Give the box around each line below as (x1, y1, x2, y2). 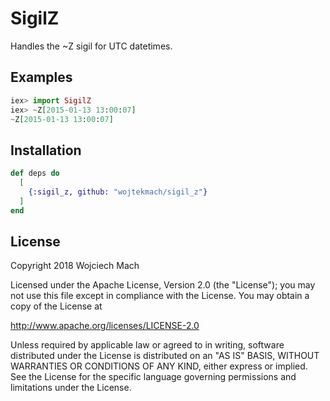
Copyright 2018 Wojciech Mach (10, 260, 140, 272)
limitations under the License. (10, 382, 132, 394)
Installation (10, 142, 82, 159)
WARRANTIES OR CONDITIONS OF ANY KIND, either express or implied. (10, 360, 308, 372)
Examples (10, 69, 73, 86)
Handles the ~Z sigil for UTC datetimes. (10, 40, 173, 52)
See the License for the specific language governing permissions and (10, 371, 297, 383)
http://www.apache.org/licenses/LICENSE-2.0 (10, 320, 200, 332)
